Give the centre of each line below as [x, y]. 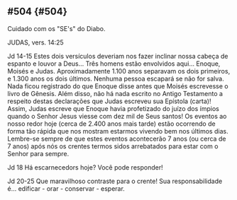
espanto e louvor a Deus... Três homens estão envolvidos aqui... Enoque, [114, 64]
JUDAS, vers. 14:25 [35, 42]
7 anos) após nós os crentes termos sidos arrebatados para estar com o [113, 146]
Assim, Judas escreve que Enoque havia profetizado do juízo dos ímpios [114, 108]
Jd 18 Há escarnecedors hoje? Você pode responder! [85, 167]
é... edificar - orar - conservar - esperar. [66, 188]
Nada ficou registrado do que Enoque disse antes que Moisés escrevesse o [118, 86]
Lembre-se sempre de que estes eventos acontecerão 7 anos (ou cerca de [117, 139]
